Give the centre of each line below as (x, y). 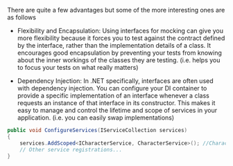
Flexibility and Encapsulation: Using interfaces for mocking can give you (120, 31)
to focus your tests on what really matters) (78, 67)
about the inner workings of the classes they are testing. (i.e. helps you (119, 60)
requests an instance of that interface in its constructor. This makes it (116, 103)
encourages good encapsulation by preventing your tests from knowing (119, 53)
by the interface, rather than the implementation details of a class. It (114, 45)
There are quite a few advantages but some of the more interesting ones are (116, 10)
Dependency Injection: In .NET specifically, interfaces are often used (115, 81)
